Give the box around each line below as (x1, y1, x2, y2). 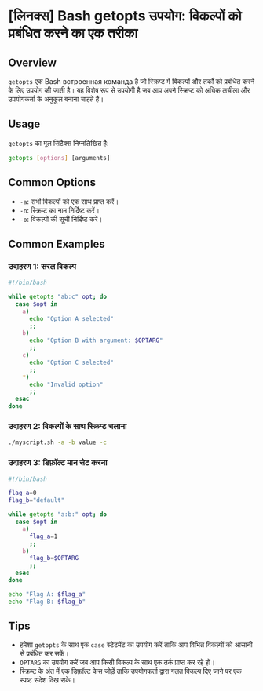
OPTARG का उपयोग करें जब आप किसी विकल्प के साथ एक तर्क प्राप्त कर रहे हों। (19, 658, 216, 667)
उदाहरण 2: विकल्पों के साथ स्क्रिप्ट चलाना (8, 420, 127, 431)
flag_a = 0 (8, 489, 37, 497)
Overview (8, 56, 57, 69)
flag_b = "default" (8, 496, 65, 504)
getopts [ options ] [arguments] (8, 154, 111, 162)
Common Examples (8, 237, 106, 250)
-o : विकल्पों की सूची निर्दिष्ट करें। (19, 214, 103, 224)
